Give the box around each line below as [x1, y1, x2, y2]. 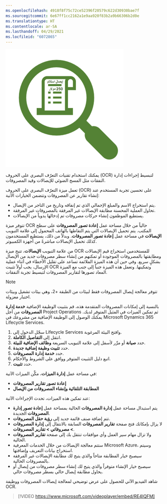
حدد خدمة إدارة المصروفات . [12, 350, 64, 356]
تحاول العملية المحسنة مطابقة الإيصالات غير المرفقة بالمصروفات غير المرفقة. [12, 207, 156, 213]
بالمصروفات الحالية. [12, 458, 50, 464]
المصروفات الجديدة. [12, 410, 50, 416]
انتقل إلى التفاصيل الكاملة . [12, 335, 62, 340]
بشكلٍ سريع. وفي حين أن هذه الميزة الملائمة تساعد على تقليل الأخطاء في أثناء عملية [5, 259, 161, 264]
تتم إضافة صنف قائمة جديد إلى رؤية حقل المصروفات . [12, 416, 111, 422]
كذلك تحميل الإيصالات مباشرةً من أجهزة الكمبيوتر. [5, 238, 97, 244]
